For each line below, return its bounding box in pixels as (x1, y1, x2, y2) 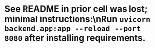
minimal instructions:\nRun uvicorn (4, 14, 151, 25)
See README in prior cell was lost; (4, 3, 148, 15)
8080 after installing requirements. (4, 32, 146, 44)
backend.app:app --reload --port (4, 24, 141, 33)
